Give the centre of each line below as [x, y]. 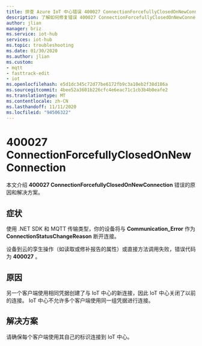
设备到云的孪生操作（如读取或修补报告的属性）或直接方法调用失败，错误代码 [101, 249]
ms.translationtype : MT [36, 96]
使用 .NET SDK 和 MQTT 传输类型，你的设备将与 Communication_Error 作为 [101, 229]
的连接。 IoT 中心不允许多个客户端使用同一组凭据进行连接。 [80, 300]
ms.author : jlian [28, 56]
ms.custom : [20, 62]
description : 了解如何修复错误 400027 [51, 17]
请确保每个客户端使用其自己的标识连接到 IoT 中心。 [69, 336]
